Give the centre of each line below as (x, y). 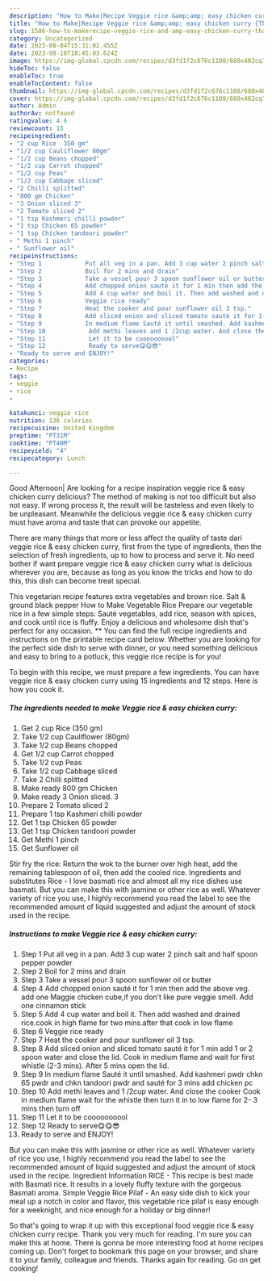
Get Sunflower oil (50, 848)
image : (20, 61)
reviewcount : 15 (36, 128)
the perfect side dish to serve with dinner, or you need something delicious (134, 648)
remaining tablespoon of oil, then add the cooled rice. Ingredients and (125, 873)
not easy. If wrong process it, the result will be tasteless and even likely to (132, 505)
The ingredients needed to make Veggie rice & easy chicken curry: (123, 708)
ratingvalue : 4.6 (38, 121)
